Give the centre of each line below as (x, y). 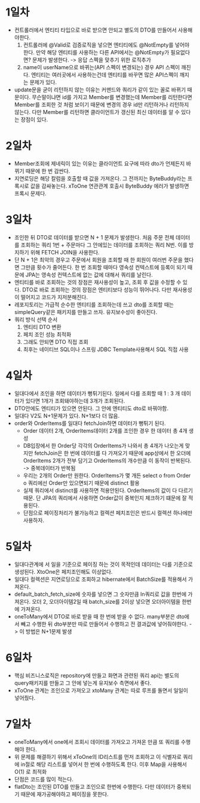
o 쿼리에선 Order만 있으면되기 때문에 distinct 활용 (81, 483)
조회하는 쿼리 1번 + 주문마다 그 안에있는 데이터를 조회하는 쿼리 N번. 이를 (104, 245)
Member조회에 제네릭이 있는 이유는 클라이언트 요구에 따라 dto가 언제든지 (99, 163)
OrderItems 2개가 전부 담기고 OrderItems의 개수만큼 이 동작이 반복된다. (107, 460)
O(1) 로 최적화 (30, 771)
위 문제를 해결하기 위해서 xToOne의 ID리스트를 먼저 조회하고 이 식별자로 (98, 756)
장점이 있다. (34, 119)
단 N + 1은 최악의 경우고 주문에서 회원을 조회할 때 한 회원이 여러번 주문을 (99, 260)
